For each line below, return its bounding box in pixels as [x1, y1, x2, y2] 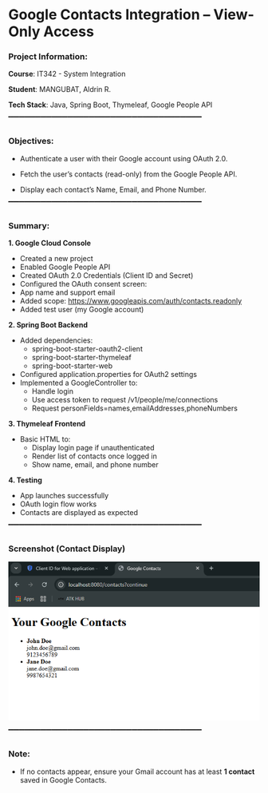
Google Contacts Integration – [8, 6, 211, 24]
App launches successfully [19, 491, 109, 501]
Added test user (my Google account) [19, 305, 144, 315]
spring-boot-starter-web [31, 361, 113, 371]
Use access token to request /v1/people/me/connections [31, 395, 219, 405]
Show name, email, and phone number [31, 460, 160, 470]
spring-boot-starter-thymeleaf [31, 353, 132, 363]
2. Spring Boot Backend [8, 320, 88, 330]
